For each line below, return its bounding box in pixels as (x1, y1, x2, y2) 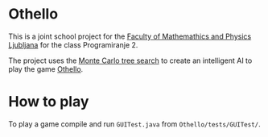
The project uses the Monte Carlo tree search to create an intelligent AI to (8, 56, 253, 65)
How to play (8, 93, 89, 111)
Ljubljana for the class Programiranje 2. (8, 39, 138, 49)
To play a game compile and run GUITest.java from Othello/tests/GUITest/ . (8, 118, 262, 129)
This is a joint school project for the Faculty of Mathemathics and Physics (8, 31, 252, 41)
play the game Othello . (8, 64, 84, 73)
